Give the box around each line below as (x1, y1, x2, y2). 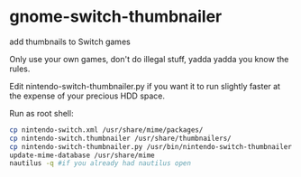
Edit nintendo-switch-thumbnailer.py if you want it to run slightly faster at (9, 80, 281, 91)
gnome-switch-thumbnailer (9, 6, 223, 27)
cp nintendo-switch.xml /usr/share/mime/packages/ (9, 125, 204, 135)
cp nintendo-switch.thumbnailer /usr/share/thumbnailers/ (9, 134, 232, 143)
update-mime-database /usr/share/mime (9, 151, 155, 160)
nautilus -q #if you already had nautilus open (9, 159, 192, 168)
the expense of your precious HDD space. (9, 90, 165, 101)
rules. (9, 63, 31, 74)
